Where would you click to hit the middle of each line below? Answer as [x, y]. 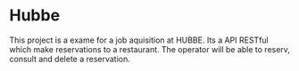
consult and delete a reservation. [70, 59]
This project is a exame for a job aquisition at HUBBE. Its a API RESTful [139, 40]
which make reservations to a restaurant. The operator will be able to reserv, [149, 49]
